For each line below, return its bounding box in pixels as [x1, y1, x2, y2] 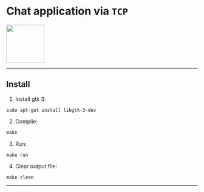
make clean [6, 174, 34, 180]
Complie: [15, 117, 38, 125]
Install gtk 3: [15, 95, 46, 103]
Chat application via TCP [6, 4, 129, 18]
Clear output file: [15, 162, 58, 170]
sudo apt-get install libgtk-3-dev [6, 107, 97, 113]
